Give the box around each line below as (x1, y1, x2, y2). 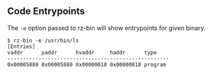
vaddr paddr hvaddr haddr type (7, 49, 157, 56)
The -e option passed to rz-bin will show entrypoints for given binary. (7, 23, 206, 32)
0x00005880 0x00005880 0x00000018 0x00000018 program (7, 61, 167, 68)
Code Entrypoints (7, 6, 85, 17)
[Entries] (7, 43, 36, 50)
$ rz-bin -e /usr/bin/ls (7, 37, 79, 44)
